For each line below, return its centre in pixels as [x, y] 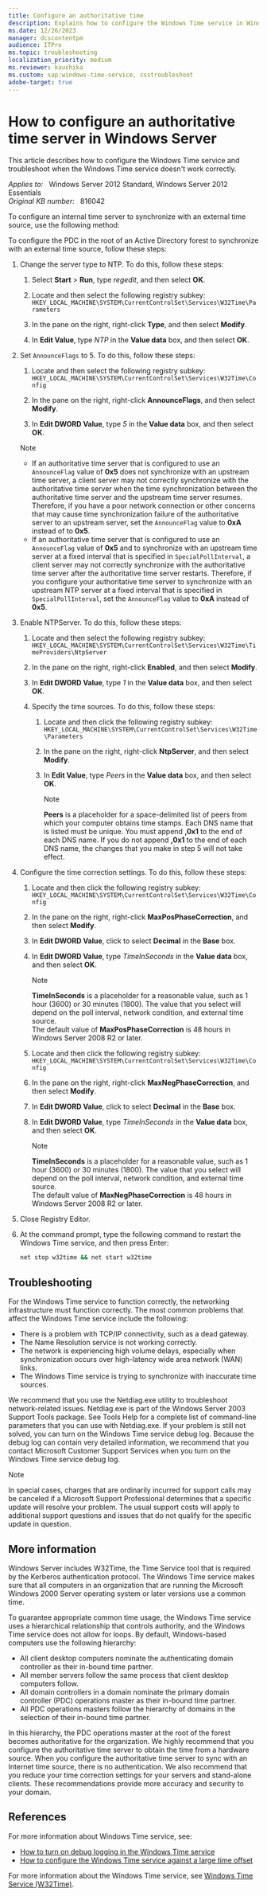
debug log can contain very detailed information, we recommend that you [129, 1442]
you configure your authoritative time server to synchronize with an [142, 582]
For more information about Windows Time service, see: [100, 1836]
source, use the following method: [64, 225]
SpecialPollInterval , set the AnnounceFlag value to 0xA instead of [140, 599]
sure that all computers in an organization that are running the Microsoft [126, 1585]
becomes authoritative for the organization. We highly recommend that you [131, 1741]
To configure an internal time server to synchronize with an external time [127, 217]
